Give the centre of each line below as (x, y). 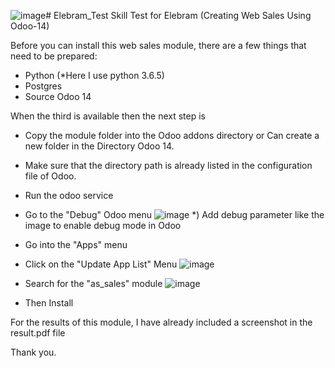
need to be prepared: (54, 56)
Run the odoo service (69, 195)
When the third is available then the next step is (108, 116)
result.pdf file (38, 333)
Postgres (43, 86)
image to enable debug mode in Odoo (103, 225)
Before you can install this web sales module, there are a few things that (158, 45)
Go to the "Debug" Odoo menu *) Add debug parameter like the (174, 214)
